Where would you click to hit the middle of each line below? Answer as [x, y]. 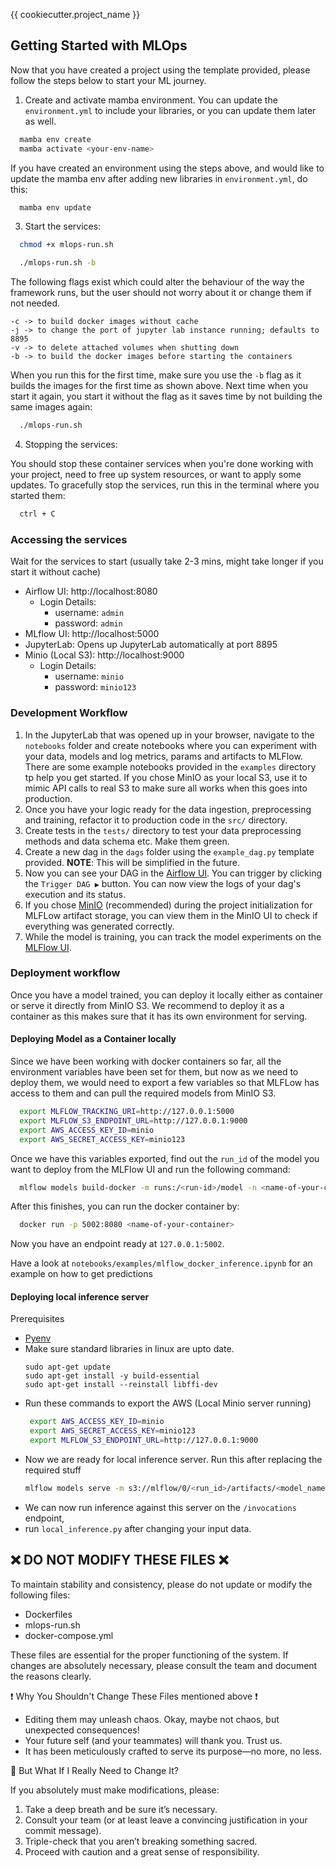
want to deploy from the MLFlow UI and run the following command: [150, 1169]
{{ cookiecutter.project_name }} [75, 14]
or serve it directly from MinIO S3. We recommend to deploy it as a [147, 1005]
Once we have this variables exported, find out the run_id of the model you [165, 1158]
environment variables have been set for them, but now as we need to [154, 1072]
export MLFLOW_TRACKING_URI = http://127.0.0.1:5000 [127, 1112]
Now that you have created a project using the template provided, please [160, 70]
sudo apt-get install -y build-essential [112, 1376]
